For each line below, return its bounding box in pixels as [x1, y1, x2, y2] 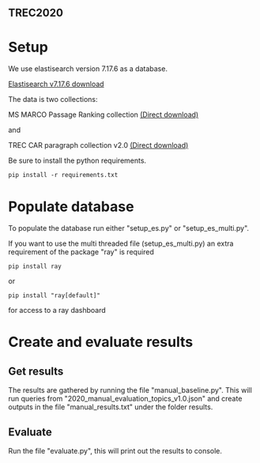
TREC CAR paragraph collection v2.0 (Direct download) [8, 141, 189, 150]
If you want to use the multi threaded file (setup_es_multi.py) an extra [8, 239, 234, 248]
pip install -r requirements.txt [8, 171, 119, 179]
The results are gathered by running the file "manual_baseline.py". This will [8, 386, 253, 395]
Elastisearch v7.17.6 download [8, 79, 104, 89]
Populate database [8, 198, 134, 216]
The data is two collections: [8, 95, 98, 104]
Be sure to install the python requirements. [8, 156, 147, 165]
